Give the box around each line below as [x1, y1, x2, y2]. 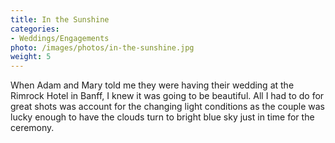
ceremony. [10, 122, 55, 134]
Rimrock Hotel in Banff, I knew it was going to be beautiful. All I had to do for [10, 90, 325, 102]
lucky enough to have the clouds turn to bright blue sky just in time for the [10, 111, 315, 123]
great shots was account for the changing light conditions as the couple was [10, 101, 325, 113]
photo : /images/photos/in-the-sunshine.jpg [10, 42, 195, 53]
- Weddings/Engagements [10, 33, 110, 43]
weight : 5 [10, 52, 52, 62]
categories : [10, 24, 60, 34]
